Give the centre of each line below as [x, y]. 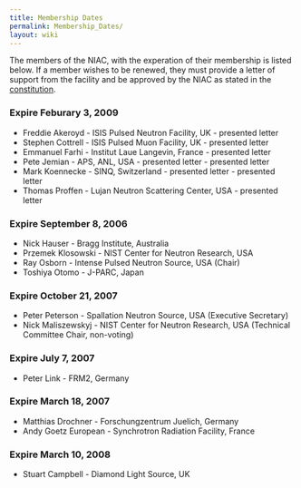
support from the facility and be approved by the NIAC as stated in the [141, 80]
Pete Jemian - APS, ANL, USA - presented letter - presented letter [146, 161]
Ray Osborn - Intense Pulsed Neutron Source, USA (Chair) [131, 262]
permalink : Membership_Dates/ [67, 26]
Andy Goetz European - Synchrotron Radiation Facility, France [139, 431]
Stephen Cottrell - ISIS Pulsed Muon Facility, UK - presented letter [146, 142]
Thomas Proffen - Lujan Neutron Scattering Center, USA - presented [150, 190]
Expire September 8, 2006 [69, 223]
